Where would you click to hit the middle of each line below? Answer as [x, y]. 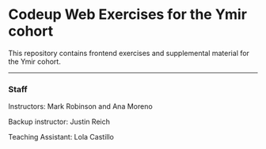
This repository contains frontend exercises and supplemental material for [129, 53]
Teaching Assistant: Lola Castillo [61, 137]
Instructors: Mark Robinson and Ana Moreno [80, 106]
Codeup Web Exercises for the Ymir [128, 15]
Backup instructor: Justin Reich [59, 122]
